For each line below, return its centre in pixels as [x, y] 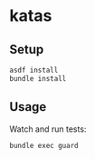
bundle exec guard [44, 145]
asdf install [34, 70]
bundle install [38, 78]
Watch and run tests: [48, 129]
